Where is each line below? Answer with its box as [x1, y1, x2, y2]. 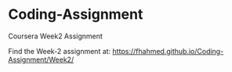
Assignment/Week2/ [8, 55, 74, 64]
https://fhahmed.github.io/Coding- [112, 46, 224, 56]
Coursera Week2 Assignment [8, 31, 103, 41]
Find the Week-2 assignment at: [8, 46, 111, 56]
